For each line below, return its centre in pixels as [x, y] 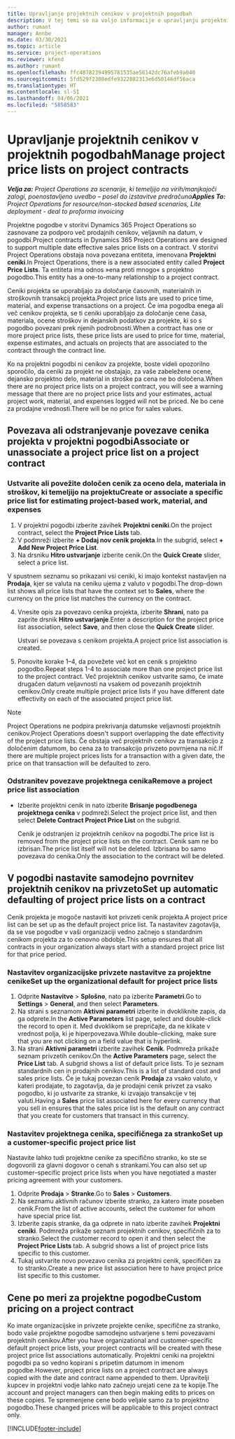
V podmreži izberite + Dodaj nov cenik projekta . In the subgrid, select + [120, 540]
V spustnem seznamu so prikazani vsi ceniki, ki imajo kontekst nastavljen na [117, 576]
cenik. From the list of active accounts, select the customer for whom [116, 1209]
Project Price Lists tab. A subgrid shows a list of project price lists [113, 1246]
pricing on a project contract [71, 1309]
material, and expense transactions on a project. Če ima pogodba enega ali [115, 305]
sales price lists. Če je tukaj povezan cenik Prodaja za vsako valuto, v [117, 1078]
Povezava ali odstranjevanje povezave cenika [108, 431]
